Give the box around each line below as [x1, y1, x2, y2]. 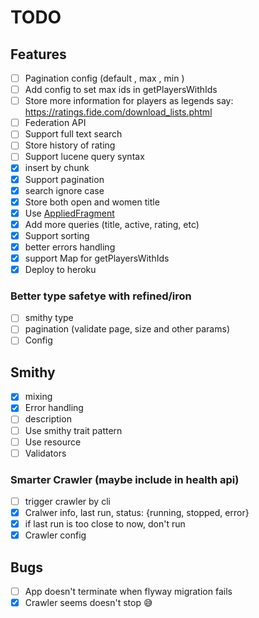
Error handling [24, 402, 84, 414]
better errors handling [24, 241, 116, 253]
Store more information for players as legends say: [24, 95, 234, 107]
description [24, 413, 72, 425]
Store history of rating [24, 139, 116, 151]
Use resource [24, 436, 82, 448]
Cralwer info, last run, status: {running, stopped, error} [24, 507, 250, 519]
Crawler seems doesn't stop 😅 [24, 597, 153, 609]
